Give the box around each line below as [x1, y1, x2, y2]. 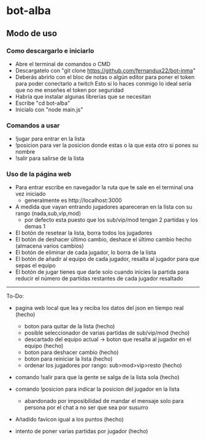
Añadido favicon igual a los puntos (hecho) [15, 416, 124, 423]
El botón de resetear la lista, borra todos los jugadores [15, 229, 153, 236]
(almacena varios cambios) [15, 243, 84, 250]
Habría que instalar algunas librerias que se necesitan [15, 92, 151, 100]
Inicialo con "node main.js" [15, 105, 83, 113]
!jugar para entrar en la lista [15, 135, 85, 143]
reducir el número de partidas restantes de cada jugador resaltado [15, 275, 183, 282]
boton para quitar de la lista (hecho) [24, 323, 115, 330]
